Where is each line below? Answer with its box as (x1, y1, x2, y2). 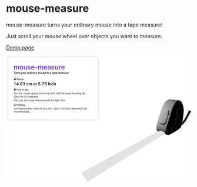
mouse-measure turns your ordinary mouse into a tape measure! (6, 21, 163, 28)
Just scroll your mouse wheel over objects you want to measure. (6, 32, 163, 39)
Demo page (6, 44, 35, 51)
